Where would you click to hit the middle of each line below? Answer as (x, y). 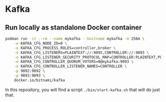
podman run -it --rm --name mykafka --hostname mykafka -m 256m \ (75, 39)
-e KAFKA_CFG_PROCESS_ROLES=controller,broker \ (65, 48)
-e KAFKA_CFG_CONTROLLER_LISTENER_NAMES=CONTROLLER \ (70, 66)
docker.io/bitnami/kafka (40, 80)
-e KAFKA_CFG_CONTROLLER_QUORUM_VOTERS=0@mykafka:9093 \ (74, 62)
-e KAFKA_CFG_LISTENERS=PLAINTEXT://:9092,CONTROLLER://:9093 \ (82, 52)
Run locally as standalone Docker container (74, 27)
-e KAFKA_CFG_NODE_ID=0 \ (41, 43)
